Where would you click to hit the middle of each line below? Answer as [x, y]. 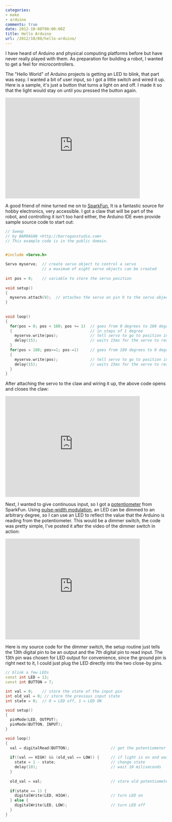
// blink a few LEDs [27, 673]
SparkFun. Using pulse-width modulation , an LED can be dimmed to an [80, 510]
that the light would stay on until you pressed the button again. [71, 90]
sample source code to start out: [40, 222]
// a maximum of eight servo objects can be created [99, 269]
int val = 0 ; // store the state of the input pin [64, 691]
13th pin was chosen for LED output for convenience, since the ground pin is [86, 658]
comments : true [21, 24]
